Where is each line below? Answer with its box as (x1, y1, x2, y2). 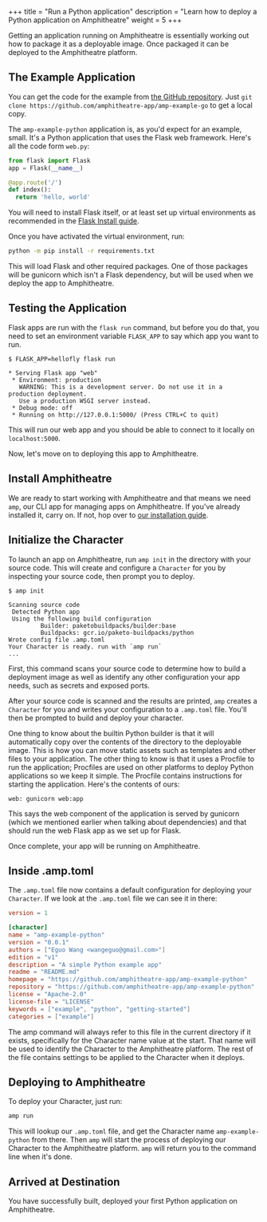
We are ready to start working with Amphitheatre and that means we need (8, 493, 251, 503)
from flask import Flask (8, 156, 91, 164)
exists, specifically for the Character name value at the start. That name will (8, 1035, 257, 1045)
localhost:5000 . (8, 433, 61, 443)
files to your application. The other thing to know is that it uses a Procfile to (8, 754, 255, 763)
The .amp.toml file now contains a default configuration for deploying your (8, 885, 253, 895)
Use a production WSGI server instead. (18, 396, 151, 405)
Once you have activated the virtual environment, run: (8, 231, 185, 242)
